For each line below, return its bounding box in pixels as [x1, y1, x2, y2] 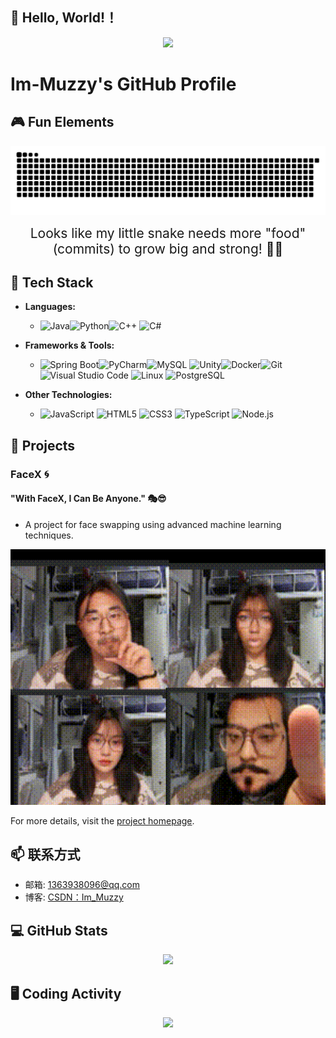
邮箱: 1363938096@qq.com [24, 879, 140, 891]
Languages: [24, 301, 76, 313]
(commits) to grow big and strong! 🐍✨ [52, 240, 284, 257]
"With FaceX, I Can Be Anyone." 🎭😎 [10, 493, 167, 505]
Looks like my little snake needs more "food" [29, 224, 307, 242]
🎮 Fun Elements [10, 114, 115, 131]
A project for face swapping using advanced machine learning [24, 518, 282, 530]
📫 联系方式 [10, 846, 81, 863]
